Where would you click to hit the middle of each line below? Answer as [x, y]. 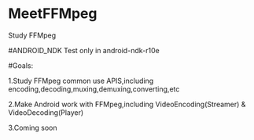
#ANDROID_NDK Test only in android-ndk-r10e [84, 50]
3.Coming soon [33, 127]
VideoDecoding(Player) [46, 112]
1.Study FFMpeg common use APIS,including [81, 81]
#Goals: [21, 65]
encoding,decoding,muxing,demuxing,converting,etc [94, 89]
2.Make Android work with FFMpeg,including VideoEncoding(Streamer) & [127, 104]
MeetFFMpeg [53, 14]
